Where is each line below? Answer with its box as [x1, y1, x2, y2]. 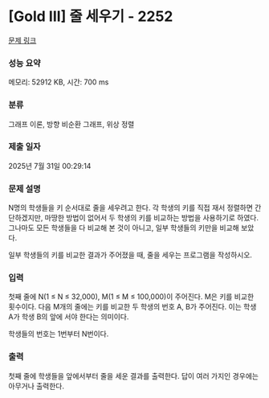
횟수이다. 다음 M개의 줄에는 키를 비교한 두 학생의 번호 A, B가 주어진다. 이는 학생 [8, 302, 257, 312]
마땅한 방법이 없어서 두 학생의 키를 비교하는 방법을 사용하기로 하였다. [44, 213, 259, 223]
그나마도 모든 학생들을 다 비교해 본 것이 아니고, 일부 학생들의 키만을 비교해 [8, 223, 239, 233]
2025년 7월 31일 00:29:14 [8, 161, 92, 170]
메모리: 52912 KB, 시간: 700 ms [8, 77, 109, 87]
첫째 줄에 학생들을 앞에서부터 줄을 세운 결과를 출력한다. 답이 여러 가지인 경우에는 [8, 371, 259, 380]
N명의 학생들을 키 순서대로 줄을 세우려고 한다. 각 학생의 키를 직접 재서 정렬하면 [8, 203, 253, 213]
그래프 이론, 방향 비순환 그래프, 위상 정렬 [8, 119, 135, 129]
